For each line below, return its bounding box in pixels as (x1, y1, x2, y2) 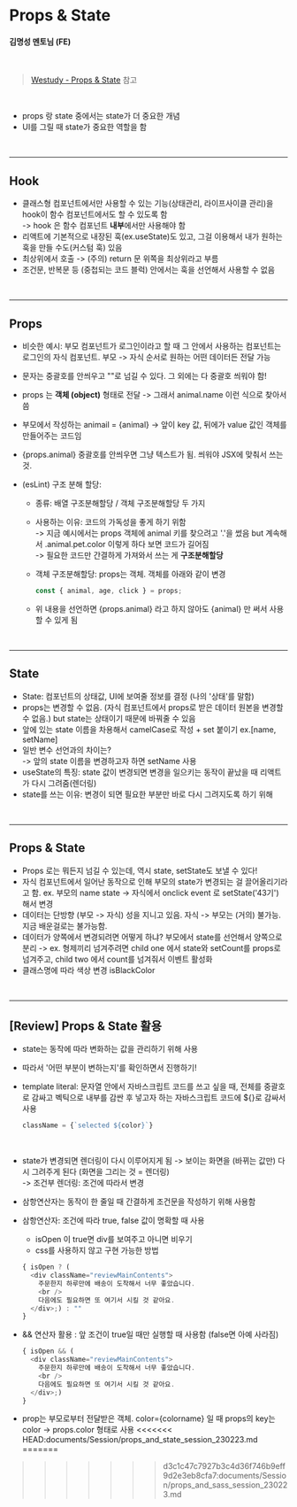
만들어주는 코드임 (21, 430, 82, 441)
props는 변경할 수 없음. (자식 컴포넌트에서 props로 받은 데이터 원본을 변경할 (21, 701, 285, 713)
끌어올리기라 (244, 876, 288, 886)
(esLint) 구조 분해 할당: (21, 479, 102, 490)
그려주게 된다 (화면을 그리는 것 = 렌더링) (31, 1166, 170, 1178)
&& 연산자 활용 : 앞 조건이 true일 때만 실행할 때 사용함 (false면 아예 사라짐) (21, 1329, 279, 1340)
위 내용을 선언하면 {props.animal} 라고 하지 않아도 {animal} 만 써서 (34, 603, 268, 614)
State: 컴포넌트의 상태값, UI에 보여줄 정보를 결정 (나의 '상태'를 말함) (21, 691, 255, 701)
